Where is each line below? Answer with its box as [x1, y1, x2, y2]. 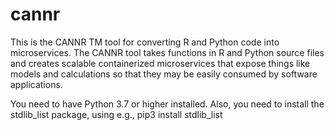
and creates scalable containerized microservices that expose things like [10, 57, 311, 69]
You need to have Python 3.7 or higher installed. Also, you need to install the [10, 98, 325, 110]
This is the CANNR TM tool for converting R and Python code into [10, 36, 280, 48]
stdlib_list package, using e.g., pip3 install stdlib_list [10, 108, 223, 120]
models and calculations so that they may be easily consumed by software [10, 68, 318, 80]
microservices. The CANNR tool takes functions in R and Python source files [10, 46, 325, 58]
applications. [10, 78, 63, 90]
